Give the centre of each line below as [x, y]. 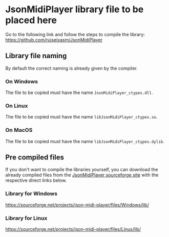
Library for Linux [26, 218]
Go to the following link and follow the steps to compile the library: [75, 34]
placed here [31, 20]
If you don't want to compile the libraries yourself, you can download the [82, 170]
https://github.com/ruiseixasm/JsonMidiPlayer [54, 40]
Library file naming [36, 56]
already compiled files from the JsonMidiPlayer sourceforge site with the [82, 175]
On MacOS [19, 130]
